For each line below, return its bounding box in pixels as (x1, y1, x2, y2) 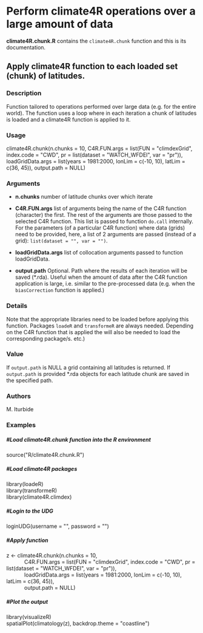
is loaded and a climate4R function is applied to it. (6, 115, 131, 123)
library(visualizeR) (6, 613, 52, 620)
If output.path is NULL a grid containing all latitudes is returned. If (6, 363, 171, 371)
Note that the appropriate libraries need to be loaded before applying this (6, 315, 189, 323)
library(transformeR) (6, 487, 58, 494)
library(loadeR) (6, 480, 44, 487)
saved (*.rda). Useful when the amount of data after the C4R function (15, 273, 188, 281)
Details (6, 302, 28, 310)
